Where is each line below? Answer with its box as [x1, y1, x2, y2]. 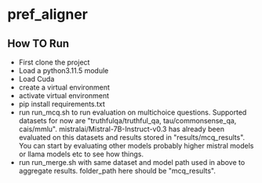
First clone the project [18, 57, 90, 67]
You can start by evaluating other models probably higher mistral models [18, 141, 254, 150]
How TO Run [7, 37, 70, 50]
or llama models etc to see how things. [18, 149, 144, 159]
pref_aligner [7, 5, 88, 24]
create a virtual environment [18, 82, 111, 92]
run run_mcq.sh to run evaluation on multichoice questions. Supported [18, 108, 247, 117]
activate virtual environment [18, 91, 110, 100]
